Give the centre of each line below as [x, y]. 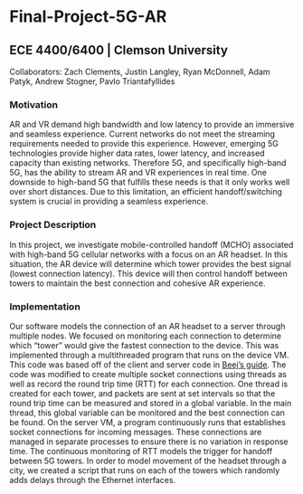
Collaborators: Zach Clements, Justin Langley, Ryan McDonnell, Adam [140, 71]
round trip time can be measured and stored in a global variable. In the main [151, 403]
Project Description [53, 225]
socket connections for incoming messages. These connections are [136, 432]
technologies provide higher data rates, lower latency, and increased [137, 153]
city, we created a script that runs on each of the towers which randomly [145, 470]
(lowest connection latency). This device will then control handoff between [148, 273]
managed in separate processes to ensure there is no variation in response [149, 442]
